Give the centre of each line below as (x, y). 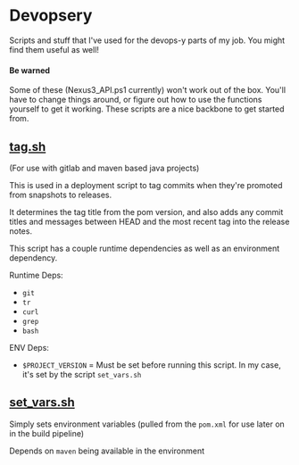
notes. (21, 231)
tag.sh (28, 147)
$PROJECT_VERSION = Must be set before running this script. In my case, (151, 365)
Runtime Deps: (37, 275)
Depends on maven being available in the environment (107, 451)
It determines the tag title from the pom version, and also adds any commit (146, 212)
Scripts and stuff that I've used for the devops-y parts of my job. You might (147, 40)
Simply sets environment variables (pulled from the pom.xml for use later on (147, 424)
